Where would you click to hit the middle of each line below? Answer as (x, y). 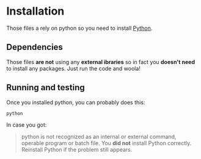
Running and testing (46, 87)
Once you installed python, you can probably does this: (76, 102)
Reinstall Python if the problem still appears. (77, 149)
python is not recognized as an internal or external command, (99, 136)
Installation (35, 11)
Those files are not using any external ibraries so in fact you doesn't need (101, 62)
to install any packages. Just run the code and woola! (73, 68)
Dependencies (35, 47)
